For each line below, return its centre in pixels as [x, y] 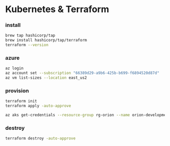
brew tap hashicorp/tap [30, 36]
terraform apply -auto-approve [38, 106]
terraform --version [27, 45]
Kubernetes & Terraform [57, 9]
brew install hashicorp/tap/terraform [46, 40]
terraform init [21, 101]
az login [14, 68]
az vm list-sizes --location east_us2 [46, 78]
